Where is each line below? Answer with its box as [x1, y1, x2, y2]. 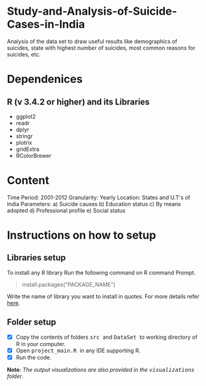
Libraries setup [7, 253, 66, 263]
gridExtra [15, 145, 39, 153]
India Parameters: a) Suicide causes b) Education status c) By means [7, 200, 181, 207]
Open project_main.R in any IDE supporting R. [15, 347, 140, 354]
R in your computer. [15, 340, 66, 347]
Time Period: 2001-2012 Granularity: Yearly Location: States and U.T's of [7, 193, 191, 201]
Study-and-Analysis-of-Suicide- [7, 4, 177, 18]
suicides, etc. [7, 50, 41, 58]
